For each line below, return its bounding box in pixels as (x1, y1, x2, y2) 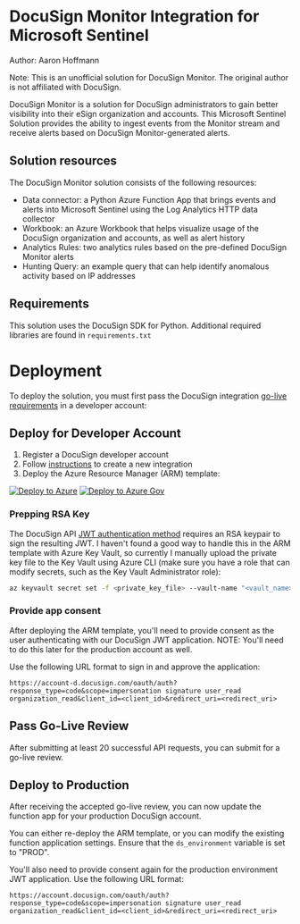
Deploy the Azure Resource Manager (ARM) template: (21, 468, 221, 479)
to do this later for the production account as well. (9, 643, 193, 654)
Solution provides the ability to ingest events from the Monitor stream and (9, 118, 280, 129)
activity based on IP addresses (21, 270, 136, 281)
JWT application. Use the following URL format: (9, 874, 185, 885)
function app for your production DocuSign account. (9, 811, 202, 821)
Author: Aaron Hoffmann (9, 55, 100, 65)
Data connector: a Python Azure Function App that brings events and (21, 194, 277, 205)
